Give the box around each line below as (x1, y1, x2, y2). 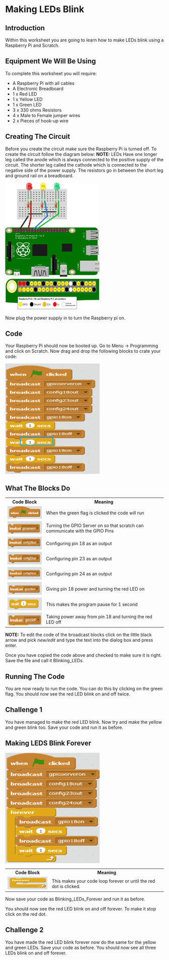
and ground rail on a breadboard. (5, 173, 74, 179)
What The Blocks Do (5, 484, 70, 493)
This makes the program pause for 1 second (46, 601, 138, 607)
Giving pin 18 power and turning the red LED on (46, 586, 145, 592)
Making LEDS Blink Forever (5, 739, 92, 748)
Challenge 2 (5, 926, 44, 934)
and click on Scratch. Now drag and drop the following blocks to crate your (5, 348, 161, 354)
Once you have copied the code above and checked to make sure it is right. (5, 652, 162, 658)
